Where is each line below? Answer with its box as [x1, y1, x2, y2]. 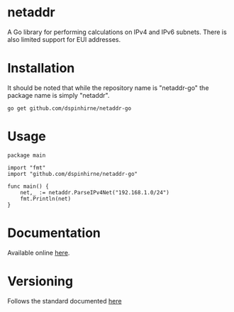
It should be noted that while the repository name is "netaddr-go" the [7, 83, 209, 92]
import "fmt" [7, 164, 46, 171]
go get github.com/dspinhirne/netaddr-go [7, 104, 132, 112]
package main [7, 152, 46, 159]
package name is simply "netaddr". [7, 91, 110, 99]
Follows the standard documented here [7, 296, 122, 305]
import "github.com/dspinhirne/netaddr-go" [7, 170, 138, 177]
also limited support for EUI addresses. [7, 35, 121, 43]
